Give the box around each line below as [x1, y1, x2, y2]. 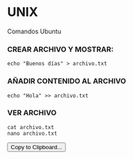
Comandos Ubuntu [7, 27, 61, 35]
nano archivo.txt [7, 130, 58, 137]
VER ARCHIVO [7, 108, 57, 118]
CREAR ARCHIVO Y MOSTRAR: [7, 44, 114, 54]
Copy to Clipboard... [10, 143, 63, 151]
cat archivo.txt [7, 124, 54, 131]
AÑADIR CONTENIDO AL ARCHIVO [7, 76, 127, 86]
